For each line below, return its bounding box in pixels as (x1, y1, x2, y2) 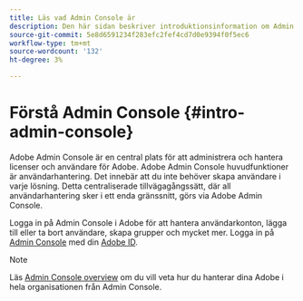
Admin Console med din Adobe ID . (9, 237, 138, 248)
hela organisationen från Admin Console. (9, 281, 162, 292)
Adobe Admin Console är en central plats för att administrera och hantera (9, 151, 284, 162)
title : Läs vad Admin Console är (9, 13, 136, 23)
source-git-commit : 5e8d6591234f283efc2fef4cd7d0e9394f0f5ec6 (9, 30, 249, 39)
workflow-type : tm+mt (9, 38, 92, 48)
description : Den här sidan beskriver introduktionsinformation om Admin (9, 22, 295, 31)
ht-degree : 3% (9, 55, 64, 64)
